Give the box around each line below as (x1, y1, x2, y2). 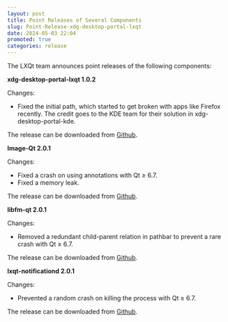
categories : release (7, 43, 68, 49)
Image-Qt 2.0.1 (7, 144, 51, 152)
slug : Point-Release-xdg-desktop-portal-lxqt (7, 23, 142, 30)
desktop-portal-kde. (17, 117, 76, 125)
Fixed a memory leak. (17, 178, 79, 187)
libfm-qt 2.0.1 (7, 206, 47, 213)
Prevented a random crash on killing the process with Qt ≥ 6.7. (17, 294, 197, 302)
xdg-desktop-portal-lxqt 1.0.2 (7, 75, 96, 84)
